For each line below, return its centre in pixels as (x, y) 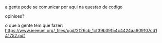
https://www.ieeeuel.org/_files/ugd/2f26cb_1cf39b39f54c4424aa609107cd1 (81, 30)
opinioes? (15, 16)
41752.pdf (15, 36)
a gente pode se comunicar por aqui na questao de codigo (64, 7)
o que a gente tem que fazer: (34, 25)
